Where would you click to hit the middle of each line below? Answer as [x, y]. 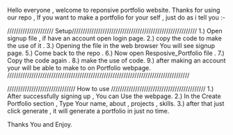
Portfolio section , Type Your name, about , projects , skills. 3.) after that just [116, 103]
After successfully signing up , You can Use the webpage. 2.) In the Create [114, 96]
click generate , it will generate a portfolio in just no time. [88, 111]
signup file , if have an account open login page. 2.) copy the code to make [115, 38]
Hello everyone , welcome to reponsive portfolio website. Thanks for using [114, 10]
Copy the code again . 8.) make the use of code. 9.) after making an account [116, 61]
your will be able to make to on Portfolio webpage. [79, 68]
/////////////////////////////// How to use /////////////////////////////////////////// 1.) [111, 89]
